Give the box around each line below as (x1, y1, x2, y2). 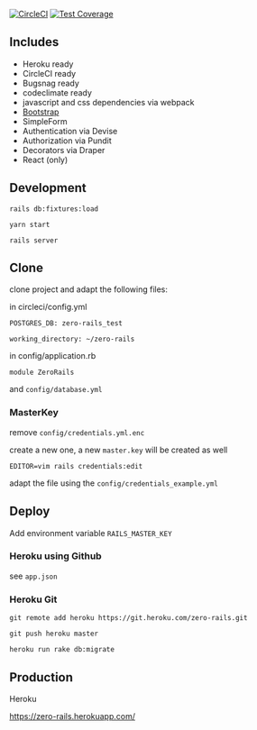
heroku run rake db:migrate (9, 645, 115, 654)
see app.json (9, 570, 58, 581)
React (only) (22, 154, 69, 165)
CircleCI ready (22, 68, 77, 78)
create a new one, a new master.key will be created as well (9, 444, 228, 455)
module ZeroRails (9, 368, 75, 378)
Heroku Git (9, 593, 58, 606)
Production (9, 670, 74, 685)
